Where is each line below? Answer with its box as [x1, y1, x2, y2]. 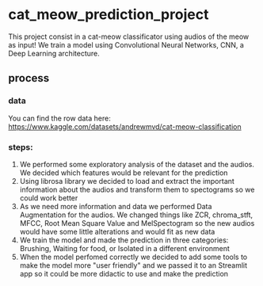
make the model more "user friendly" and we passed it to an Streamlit [19, 260, 248, 270]
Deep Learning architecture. [8, 48, 101, 58]
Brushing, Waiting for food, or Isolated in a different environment [19, 243, 230, 253]
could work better [19, 193, 78, 203]
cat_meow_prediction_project [8, 6, 209, 24]
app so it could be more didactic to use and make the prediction [19, 269, 228, 278]
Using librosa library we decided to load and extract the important [19, 176, 235, 185]
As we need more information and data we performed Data [19, 201, 212, 211]
